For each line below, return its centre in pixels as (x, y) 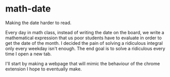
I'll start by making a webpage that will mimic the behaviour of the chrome (83, 63)
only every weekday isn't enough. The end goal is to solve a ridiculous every (85, 48)
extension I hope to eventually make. (44, 69)
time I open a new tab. (28, 54)
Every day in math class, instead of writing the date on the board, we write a (85, 32)
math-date (28, 9)
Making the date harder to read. (39, 23)
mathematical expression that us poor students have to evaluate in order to (83, 38)
